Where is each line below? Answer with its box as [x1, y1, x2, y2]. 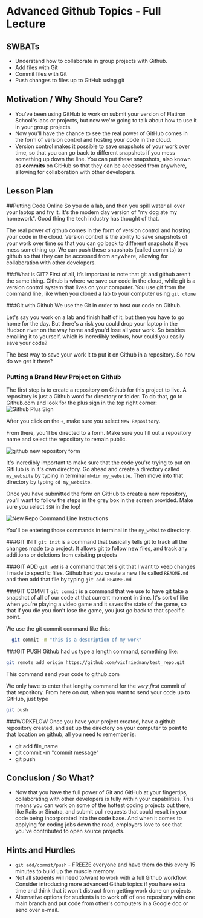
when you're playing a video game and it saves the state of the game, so [6, 600, 187, 608]
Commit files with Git [14, 70, 68, 77]
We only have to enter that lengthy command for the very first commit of [6, 682, 186, 689]
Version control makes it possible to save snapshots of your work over [14, 142, 190, 150]
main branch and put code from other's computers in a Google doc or [14, 900, 188, 907]
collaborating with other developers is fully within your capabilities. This [14, 796, 194, 803]
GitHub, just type [6, 695, 48, 702]
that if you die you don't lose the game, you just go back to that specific [6, 606, 185, 614]
